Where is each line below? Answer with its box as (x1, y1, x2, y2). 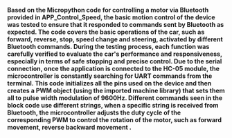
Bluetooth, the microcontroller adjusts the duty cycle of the (7, 108, 181, 117)
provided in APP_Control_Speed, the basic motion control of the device (7, 13, 216, 21)
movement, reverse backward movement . (7, 124, 132, 131)
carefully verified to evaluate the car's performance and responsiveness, (7, 50, 223, 58)
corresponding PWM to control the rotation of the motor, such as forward (7, 116, 222, 124)
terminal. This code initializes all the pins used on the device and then (7, 79, 212, 87)
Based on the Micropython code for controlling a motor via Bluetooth (7, 6, 209, 14)
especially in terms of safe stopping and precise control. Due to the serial (7, 57, 222, 65)
